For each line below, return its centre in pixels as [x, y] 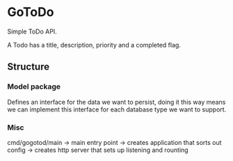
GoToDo [31, 12]
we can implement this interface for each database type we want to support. [117, 109]
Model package [34, 86]
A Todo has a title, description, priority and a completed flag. [94, 45]
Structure [29, 67]
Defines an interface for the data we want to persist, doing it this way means [116, 102]
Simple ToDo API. [32, 31]
